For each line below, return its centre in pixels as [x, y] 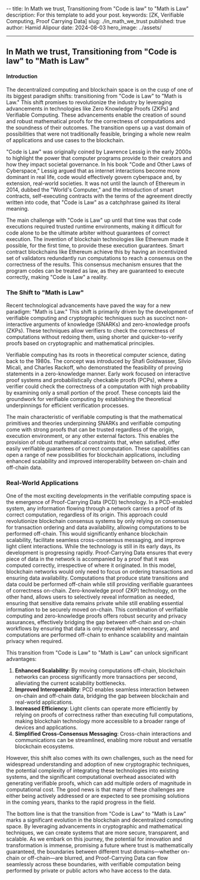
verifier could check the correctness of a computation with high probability [98, 386]
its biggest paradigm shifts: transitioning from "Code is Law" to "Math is [94, 96]
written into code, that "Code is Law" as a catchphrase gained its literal [93, 202]
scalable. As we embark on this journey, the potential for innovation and [94, 839]
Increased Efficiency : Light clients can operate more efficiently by [96, 709]
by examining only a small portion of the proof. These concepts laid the [93, 393]
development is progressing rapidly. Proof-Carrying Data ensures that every [99, 553]
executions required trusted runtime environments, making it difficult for [94, 226]
